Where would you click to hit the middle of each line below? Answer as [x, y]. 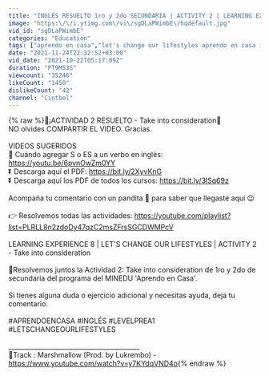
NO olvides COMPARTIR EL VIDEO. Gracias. [80, 129]
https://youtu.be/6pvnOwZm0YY [62, 163]
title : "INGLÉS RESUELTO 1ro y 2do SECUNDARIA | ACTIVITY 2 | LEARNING [130, 16]
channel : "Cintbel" [41, 98]
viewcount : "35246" [41, 75]
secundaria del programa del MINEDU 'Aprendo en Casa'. [103, 278]
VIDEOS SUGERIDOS [43, 146]
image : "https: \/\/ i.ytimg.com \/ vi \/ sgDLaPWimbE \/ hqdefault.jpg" [119, 23]
